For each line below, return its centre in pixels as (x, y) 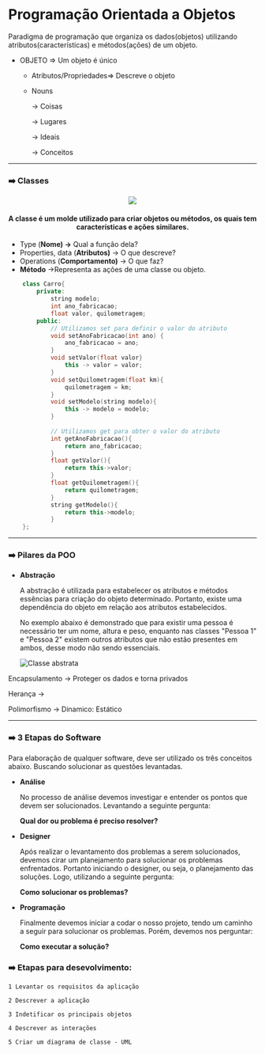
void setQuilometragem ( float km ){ (107, 380)
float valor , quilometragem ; (98, 313)
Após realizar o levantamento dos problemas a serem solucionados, (130, 851)
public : (49, 321)
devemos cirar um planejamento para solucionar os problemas (121, 859)
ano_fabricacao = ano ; (102, 343)
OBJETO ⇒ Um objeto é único (68, 60)
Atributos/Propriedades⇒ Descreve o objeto (103, 75)
